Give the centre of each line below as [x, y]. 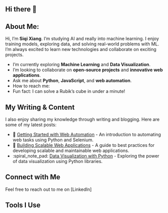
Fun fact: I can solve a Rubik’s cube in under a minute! [69, 91]
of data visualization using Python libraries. [57, 162]
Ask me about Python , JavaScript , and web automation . [72, 81]
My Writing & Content [40, 107]
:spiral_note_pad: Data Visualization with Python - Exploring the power [86, 156]
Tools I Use [23, 205]
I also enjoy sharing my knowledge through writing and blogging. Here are [82, 120]
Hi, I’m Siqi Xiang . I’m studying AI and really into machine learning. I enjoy [82, 39]
